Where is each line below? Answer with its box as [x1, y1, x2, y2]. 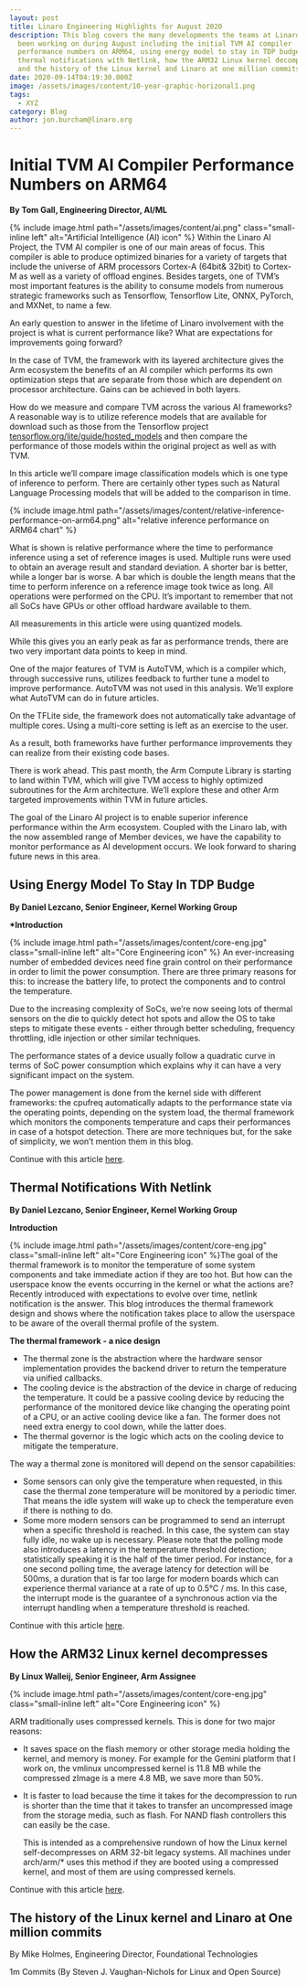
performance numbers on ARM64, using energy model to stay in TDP [17, 48, 276, 57]
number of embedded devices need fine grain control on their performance [9, 956, 293, 967]
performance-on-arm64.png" [9, 515, 121, 526]
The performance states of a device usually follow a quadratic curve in [9, 1050, 276, 1061]
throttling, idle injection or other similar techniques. [9, 1032, 201, 1043]
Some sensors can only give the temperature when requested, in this [22, 1476, 283, 1487]
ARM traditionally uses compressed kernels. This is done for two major [9, 1715, 276, 1726]
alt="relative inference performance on [122, 515, 270, 526]
